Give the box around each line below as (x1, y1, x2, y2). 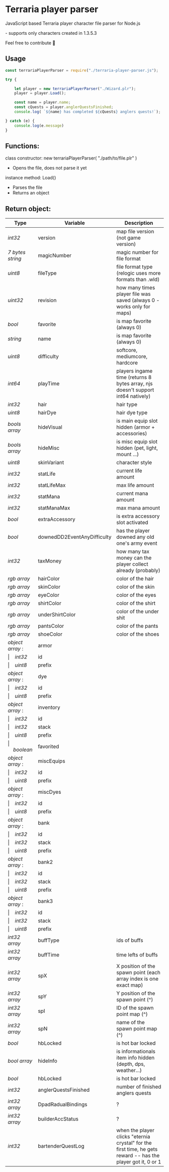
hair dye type (116, 409, 148, 416)
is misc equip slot (116, 438, 157, 445)
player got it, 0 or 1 (116, 1158, 161, 1165)
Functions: (5, 141, 40, 150)
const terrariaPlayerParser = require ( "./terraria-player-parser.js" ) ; (5, 68, 158, 73)
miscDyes (37, 789, 61, 796)
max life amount (116, 482, 154, 489)
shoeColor (37, 631, 63, 638)
